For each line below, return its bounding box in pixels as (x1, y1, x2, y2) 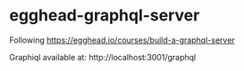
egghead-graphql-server (9, 5, 200, 26)
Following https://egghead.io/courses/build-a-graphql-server (9, 35, 235, 45)
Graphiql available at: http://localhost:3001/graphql (9, 51, 197, 62)
